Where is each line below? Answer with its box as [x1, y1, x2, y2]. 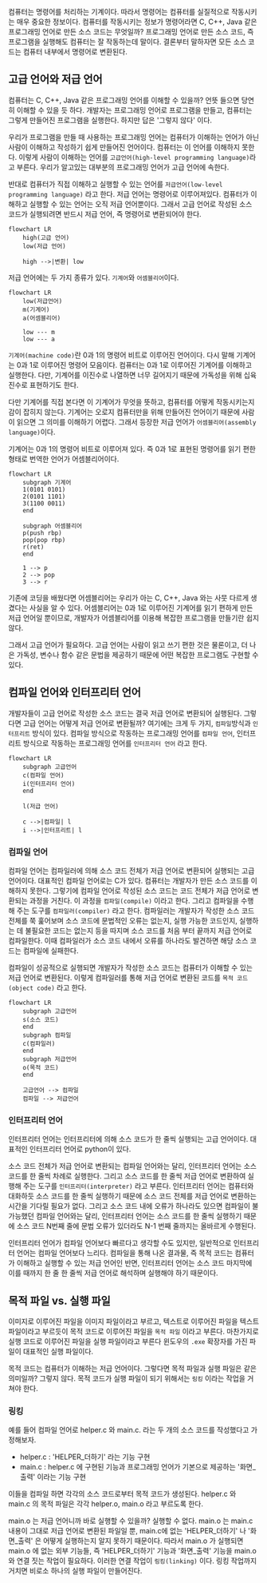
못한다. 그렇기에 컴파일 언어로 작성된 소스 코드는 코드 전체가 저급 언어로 [29, 886, 251, 895]
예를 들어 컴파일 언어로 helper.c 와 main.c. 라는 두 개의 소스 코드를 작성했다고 [8, 1425, 249, 1435]
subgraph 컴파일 [22, 1031, 72, 1039]
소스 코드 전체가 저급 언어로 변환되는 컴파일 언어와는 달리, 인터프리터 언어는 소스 [8, 1162, 257, 1171]
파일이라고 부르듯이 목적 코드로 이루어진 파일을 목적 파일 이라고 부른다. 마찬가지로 [8, 1326, 259, 1337]
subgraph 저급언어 [22, 1055, 77, 1063]
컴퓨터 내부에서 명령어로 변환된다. [22, 47, 128, 56]
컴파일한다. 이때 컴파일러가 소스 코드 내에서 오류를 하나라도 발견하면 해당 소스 [8, 935, 249, 945]
